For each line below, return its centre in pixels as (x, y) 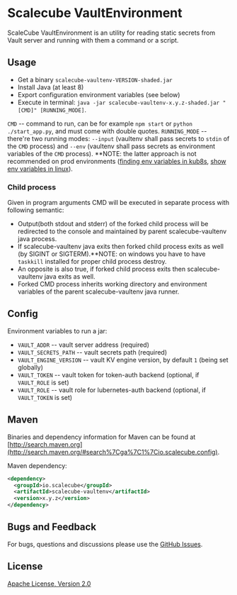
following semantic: (36, 210)
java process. (37, 239)
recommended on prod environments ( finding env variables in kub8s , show (117, 161)
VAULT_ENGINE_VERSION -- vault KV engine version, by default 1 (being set (123, 360)
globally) (30, 367)
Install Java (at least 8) (51, 87)
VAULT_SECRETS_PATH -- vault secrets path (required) (92, 352)
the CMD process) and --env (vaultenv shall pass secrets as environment (111, 146)
